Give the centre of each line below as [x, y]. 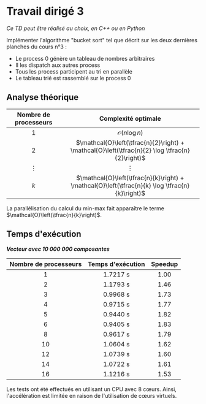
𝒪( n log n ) [130, 132]
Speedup [165, 264]
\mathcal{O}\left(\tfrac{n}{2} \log [117, 150]
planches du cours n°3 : [37, 47]
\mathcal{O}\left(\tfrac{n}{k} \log [117, 185]
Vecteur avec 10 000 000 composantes [58, 249]
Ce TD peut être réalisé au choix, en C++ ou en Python [76, 28]
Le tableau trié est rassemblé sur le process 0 [73, 78]
